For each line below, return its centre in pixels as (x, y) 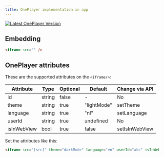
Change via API (135, 89)
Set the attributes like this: (31, 141)
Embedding (23, 39)
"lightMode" (98, 105)
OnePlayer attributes (37, 65)
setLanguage (132, 113)
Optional (70, 89)
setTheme (128, 105)
